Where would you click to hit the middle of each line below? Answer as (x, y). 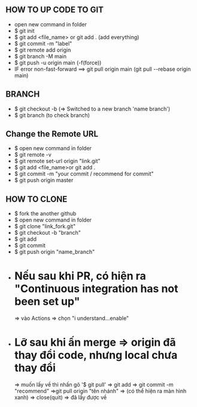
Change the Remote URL (52, 134)
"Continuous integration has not (96, 289)
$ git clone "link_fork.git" (45, 226)
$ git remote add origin (43, 50)
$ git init (24, 31)
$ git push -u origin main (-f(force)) (58, 62)
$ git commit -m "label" (43, 43)
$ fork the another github (45, 214)
